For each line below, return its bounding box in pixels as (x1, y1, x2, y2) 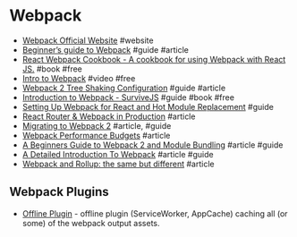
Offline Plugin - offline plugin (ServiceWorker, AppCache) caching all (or (21, 207, 288, 219)
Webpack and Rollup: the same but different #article (21, 158, 215, 169)
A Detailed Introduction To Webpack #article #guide (21, 148, 214, 159)
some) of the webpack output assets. (21, 217, 160, 228)
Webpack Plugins (9, 184, 109, 199)
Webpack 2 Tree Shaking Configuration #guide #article (21, 82, 226, 93)
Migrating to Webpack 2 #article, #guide (21, 120, 172, 131)
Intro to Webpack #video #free (21, 72, 136, 83)
